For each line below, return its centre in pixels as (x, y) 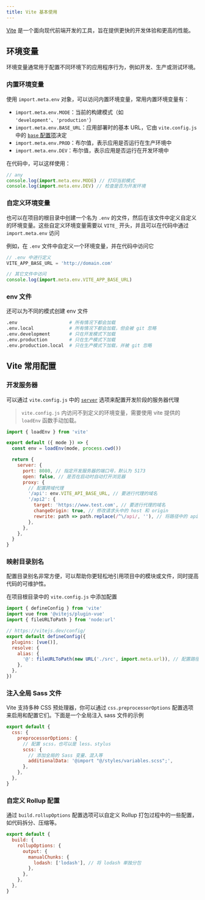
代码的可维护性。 (28, 584)
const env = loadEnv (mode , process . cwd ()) (67, 448)
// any (15, 175)
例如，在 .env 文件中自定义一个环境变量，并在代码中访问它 (80, 246)
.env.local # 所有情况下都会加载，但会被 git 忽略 (81, 329)
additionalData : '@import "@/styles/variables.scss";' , (101, 761)
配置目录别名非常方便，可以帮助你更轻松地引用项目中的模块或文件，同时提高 (103, 576)
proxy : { (34, 482)
